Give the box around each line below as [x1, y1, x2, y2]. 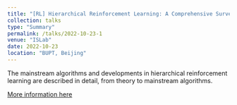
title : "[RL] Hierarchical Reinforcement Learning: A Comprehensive [7, 10, 213, 18]
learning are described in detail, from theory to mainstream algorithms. [7, 76, 213, 85]
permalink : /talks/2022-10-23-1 [7, 30, 102, 37]
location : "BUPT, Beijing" [7, 50, 87, 57]
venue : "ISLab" [7, 37, 52, 44]
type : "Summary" [7, 23, 55, 30]
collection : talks [7, 17, 61, 24]
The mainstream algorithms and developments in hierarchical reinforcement [7, 68, 228, 78]
